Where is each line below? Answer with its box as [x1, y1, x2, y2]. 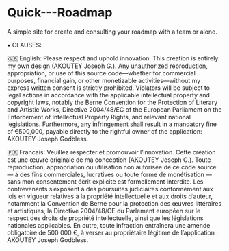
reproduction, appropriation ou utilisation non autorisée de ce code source [7, 163, 217, 171]
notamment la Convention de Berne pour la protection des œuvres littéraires [7, 199, 222, 207]
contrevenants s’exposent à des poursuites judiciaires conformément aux [7, 184, 213, 193]
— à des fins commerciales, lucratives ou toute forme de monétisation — [7, 170, 212, 178]
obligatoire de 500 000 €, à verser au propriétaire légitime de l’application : [7, 228, 219, 237]
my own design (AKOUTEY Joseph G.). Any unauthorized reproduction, [7, 62, 208, 70]
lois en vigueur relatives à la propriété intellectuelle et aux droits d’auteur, [7, 192, 213, 200]
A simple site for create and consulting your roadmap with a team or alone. [7, 27, 217, 36]
